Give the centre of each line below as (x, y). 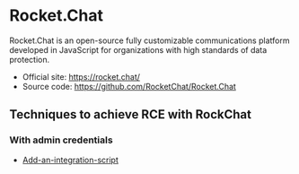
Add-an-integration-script (70, 160)
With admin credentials (62, 140)
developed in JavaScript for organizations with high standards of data (138, 49)
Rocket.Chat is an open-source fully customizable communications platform (149, 40)
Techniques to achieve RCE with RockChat (130, 114)
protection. (30, 59)
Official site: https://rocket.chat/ (81, 76)
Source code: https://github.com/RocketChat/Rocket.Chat (129, 86)
